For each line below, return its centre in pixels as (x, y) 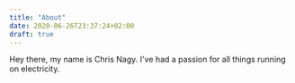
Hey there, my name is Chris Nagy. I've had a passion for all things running (147, 60)
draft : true (31, 34)
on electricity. (35, 69)
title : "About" (38, 17)
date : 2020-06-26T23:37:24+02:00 (72, 26)
